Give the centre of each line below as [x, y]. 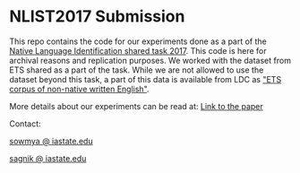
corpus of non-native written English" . [79, 89]
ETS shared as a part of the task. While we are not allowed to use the [137, 70]
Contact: [26, 124]
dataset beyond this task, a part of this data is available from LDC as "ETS [146, 79]
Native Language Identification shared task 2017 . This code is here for [138, 50]
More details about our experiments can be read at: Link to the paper [137, 106]
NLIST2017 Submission [97, 17]
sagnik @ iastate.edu [48, 158]
